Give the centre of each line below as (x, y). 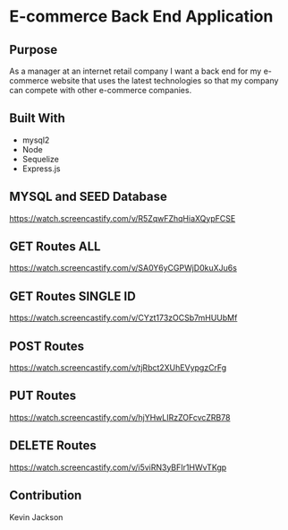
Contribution (46, 495)
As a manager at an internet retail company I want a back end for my (136, 71)
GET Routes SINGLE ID (72, 296)
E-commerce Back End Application (141, 17)
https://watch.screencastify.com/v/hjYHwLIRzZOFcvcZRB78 (120, 417)
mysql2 (36, 140)
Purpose (34, 50)
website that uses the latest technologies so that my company (165, 81)
